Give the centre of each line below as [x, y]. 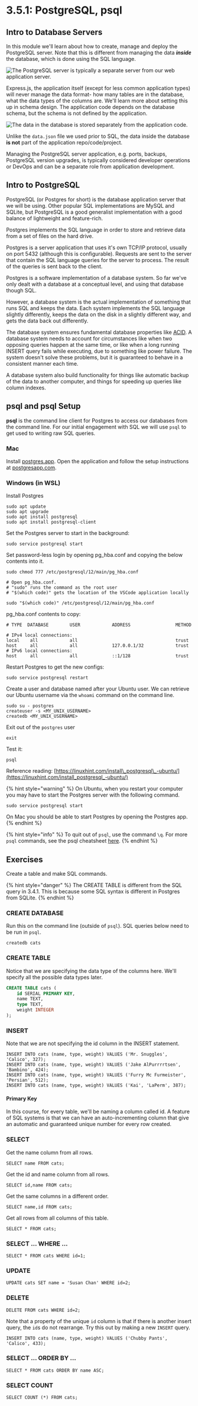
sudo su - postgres [30, 706]
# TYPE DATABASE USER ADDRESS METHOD [99, 625]
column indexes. [26, 388]
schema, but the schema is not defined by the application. [77, 113]
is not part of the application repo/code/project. [64, 142]
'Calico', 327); [26, 1060]
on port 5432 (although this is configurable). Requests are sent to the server [99, 254]
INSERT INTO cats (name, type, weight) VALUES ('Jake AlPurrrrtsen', [94, 1065]
